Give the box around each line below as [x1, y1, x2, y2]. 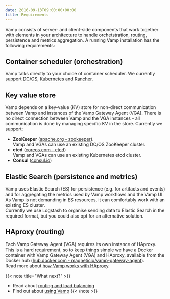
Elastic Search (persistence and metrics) [5, 172, 138, 181]
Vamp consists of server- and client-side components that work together [5, 26, 159, 32]
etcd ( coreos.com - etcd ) [12, 147, 66, 153]
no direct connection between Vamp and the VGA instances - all [5, 115, 140, 121]
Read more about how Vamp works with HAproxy [5, 263, 109, 269]
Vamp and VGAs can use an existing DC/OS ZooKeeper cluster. [12, 141, 146, 148]
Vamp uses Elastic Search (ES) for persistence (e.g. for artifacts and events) [5, 185, 165, 192]
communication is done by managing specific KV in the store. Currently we [5, 121, 163, 127]
